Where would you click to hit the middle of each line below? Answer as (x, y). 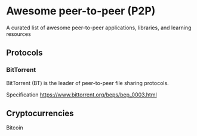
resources (19, 34)
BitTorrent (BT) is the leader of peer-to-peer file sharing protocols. (87, 83)
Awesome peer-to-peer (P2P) (81, 11)
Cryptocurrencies (40, 114)
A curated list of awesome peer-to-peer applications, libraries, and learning (99, 28)
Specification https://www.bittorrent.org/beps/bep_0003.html (81, 95)
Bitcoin (15, 128)
